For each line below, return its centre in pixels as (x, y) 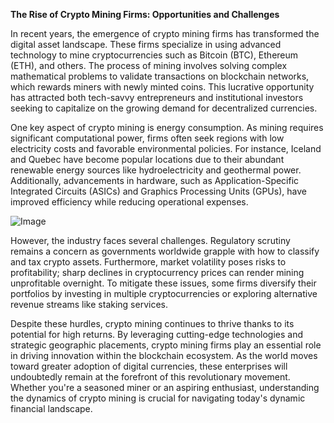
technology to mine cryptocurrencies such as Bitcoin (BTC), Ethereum (154, 55)
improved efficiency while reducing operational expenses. (129, 202)
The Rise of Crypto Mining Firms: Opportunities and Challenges (145, 14)
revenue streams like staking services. (89, 304)
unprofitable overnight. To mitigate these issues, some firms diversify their (163, 283)
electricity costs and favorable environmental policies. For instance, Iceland (166, 148)
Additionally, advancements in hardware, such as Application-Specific (155, 180)
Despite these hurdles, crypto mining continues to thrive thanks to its (152, 323)
